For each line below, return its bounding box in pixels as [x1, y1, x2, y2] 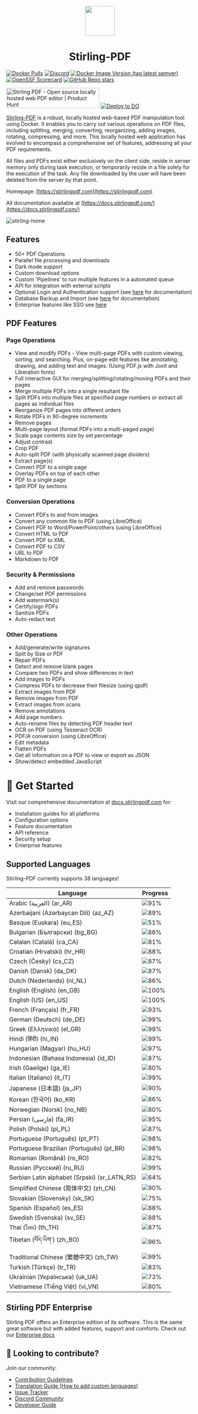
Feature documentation [14, 823, 73, 830]
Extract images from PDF [14, 689, 77, 696]
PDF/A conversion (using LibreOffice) [14, 733, 107, 740]
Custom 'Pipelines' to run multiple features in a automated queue [14, 275, 174, 283]
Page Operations [6, 336, 56, 345]
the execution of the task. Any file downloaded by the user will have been [6, 170, 186, 177]
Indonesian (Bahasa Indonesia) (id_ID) [9, 1054, 116, 1062]
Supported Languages [6, 859, 91, 869]
